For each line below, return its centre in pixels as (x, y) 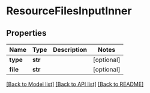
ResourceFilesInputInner (69, 11)
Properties (26, 33)
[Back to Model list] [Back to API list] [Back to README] (75, 84)
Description (70, 50)
